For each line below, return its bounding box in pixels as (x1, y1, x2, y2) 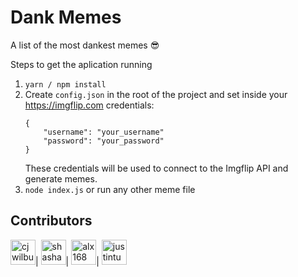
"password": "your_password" (43, 136, 165, 146)
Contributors (10, 212, 93, 230)
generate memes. (24, 172, 98, 185)
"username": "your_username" (43, 127, 165, 137)
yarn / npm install (24, 79, 107, 90)
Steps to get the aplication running (10, 58, 153, 70)
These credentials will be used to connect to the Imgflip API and (24, 162, 289, 174)
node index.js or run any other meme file (24, 183, 196, 195)
